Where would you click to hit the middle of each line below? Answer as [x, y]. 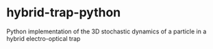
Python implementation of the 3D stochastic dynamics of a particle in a [106, 31]
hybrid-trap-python [64, 13]
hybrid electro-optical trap [43, 38]
